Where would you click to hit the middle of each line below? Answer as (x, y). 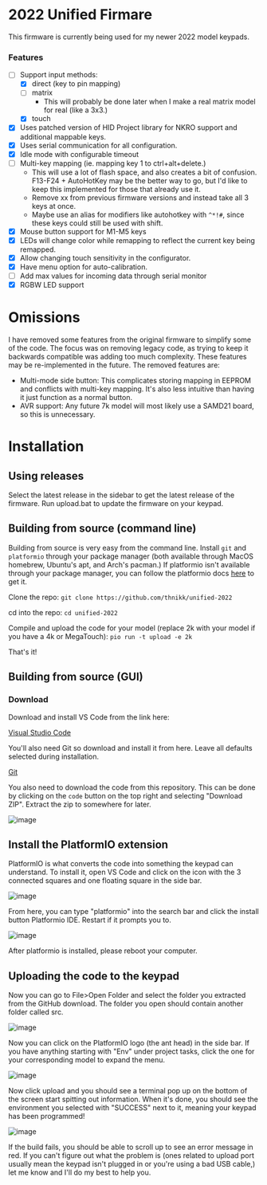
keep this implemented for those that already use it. (116, 189)
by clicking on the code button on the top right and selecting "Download (126, 795)
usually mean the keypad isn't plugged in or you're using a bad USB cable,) (132, 1164)
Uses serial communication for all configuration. (98, 145)
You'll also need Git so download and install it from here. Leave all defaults (130, 747)
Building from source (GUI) (76, 677)
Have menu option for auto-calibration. (83, 267)
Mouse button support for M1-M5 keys (83, 231)
